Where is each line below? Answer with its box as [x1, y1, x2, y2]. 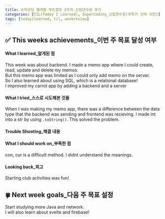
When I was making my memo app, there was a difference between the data [5, 106, 160, 112]
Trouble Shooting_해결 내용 [5, 128, 61, 134]
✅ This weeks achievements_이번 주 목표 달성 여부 [5, 36, 157, 44]
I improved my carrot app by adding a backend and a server [5, 82, 127, 89]
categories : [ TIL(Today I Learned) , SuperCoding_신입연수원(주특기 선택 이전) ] [5, 12, 161, 17]
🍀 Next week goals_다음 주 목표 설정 [5, 190, 113, 199]
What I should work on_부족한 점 [5, 141, 71, 146]
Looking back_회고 [5, 164, 43, 170]
